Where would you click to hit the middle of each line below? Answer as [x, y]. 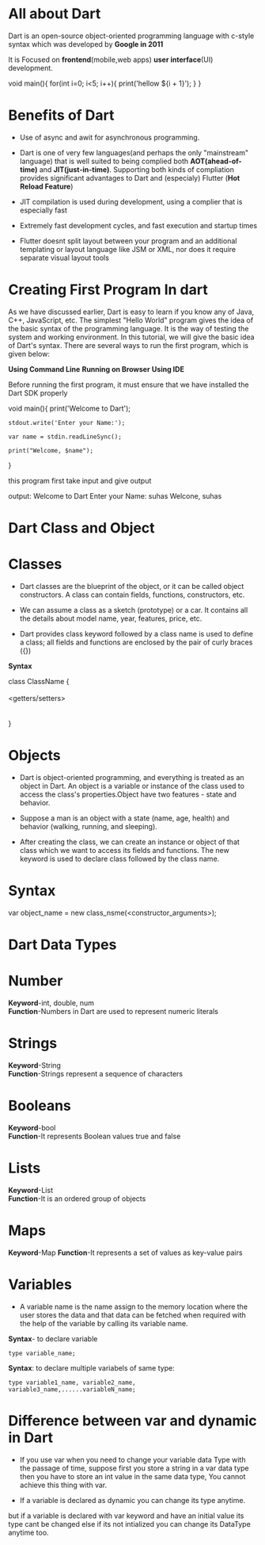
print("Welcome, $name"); [51, 450]
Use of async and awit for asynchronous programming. [110, 137]
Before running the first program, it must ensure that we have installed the [129, 384]
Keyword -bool [32, 1127]
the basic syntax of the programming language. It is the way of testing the [129, 328]
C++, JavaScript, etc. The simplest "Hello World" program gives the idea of [131, 320]
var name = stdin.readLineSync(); [65, 437]
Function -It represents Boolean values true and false [95, 1136]
